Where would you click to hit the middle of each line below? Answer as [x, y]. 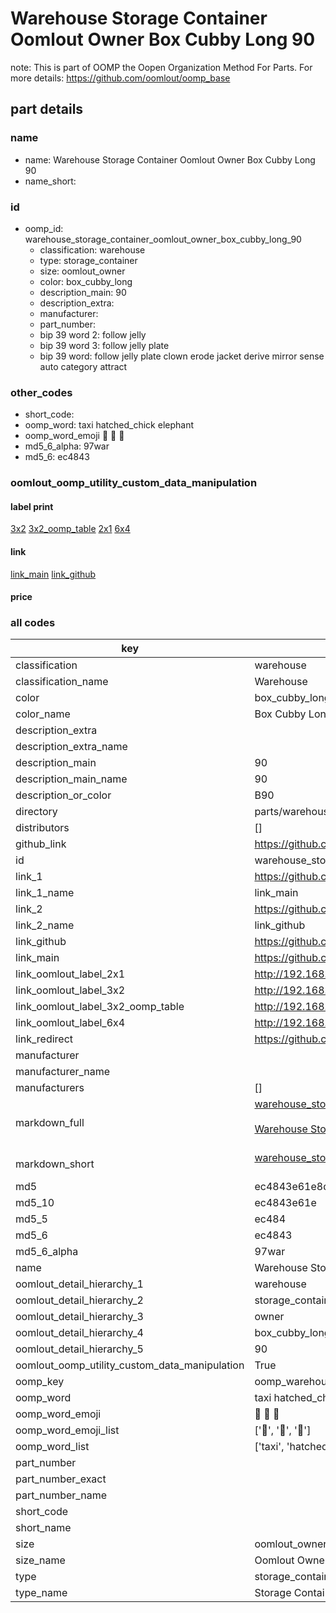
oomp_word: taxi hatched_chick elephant [109, 425]
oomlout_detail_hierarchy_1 [79, 1284]
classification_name [62, 682]
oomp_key [40, 1382]
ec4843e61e [285, 1203]
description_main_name [71, 779]
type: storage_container [88, 260]
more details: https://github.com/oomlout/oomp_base [120, 78]
